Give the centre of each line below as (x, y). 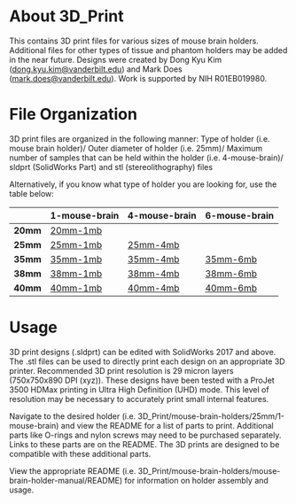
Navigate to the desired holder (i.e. (73, 416)
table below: (32, 193)
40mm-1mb (76, 288)
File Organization (73, 115)
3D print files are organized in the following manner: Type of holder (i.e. (140, 138)
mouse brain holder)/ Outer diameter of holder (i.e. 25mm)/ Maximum (136, 148)
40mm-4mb (153, 288)
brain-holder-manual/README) (66, 480)
